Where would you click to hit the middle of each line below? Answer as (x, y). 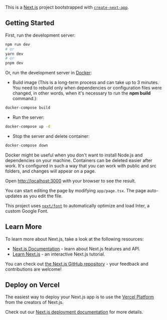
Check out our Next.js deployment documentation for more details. (74, 312)
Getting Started (30, 23)
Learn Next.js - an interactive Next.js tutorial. (59, 254)
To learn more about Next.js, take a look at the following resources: (74, 239)
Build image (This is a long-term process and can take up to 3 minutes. (86, 83)
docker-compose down (27, 145)
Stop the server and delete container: (51, 136)
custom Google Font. (27, 211)
